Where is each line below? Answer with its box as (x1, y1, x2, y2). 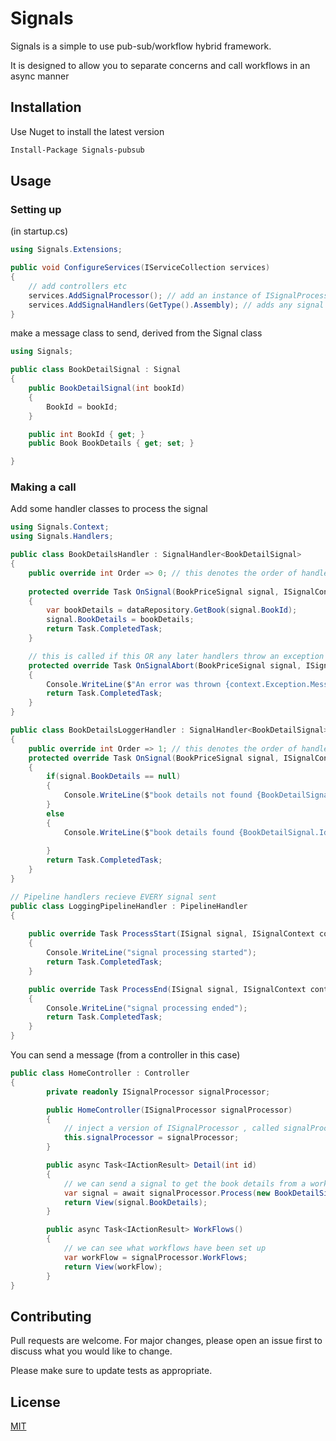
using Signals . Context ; (10, 522, 110, 532)
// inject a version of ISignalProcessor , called (63, 1123, 280, 1134)
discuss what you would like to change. (10, 1345, 173, 1357)
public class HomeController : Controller (10, 1068, 190, 1079)
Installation (10, 99, 82, 116)
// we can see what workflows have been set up (63, 1243, 267, 1254)
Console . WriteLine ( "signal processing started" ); (46, 948, 257, 958)
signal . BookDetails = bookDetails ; (46, 615, 195, 625)
